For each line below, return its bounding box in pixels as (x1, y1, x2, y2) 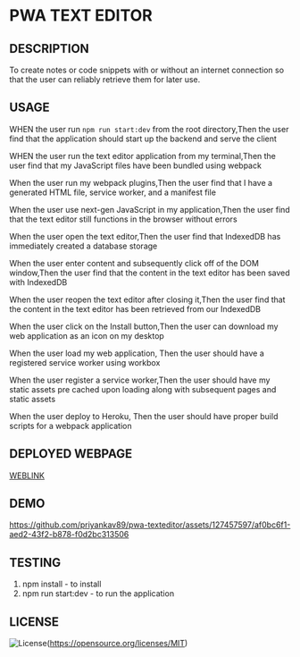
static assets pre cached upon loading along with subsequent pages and (9, 383, 277, 394)
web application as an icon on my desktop (9, 330, 165, 341)
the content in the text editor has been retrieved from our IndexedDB (9, 303, 262, 314)
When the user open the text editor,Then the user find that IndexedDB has (9, 231, 281, 241)
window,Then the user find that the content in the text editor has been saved (9, 267, 290, 278)
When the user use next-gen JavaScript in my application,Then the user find (9, 204, 290, 215)
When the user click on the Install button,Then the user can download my (9, 321, 279, 332)
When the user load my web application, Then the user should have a (9, 348, 265, 358)
